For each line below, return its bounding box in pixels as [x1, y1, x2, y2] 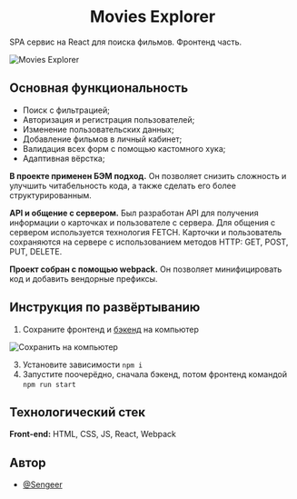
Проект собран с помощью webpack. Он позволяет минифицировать [9, 264, 282, 274]
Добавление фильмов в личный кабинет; [22, 134, 183, 145]
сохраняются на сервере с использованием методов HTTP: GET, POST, [9, 236, 289, 247]
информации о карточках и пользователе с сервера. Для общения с [9, 216, 276, 228]
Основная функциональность [9, 80, 189, 96]
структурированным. [9, 189, 93, 201]
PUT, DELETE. [9, 245, 63, 256]
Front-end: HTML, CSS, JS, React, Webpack [9, 429, 177, 440]
